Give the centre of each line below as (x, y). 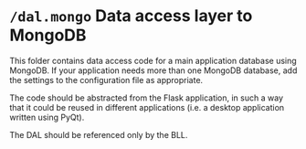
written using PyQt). (47, 117)
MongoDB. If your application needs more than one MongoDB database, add (153, 70)
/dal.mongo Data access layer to (131, 16)
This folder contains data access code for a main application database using (153, 60)
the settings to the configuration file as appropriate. (106, 80)
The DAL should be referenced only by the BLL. (99, 134)
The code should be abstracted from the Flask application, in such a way (146, 98)
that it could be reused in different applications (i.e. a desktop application (147, 107)
